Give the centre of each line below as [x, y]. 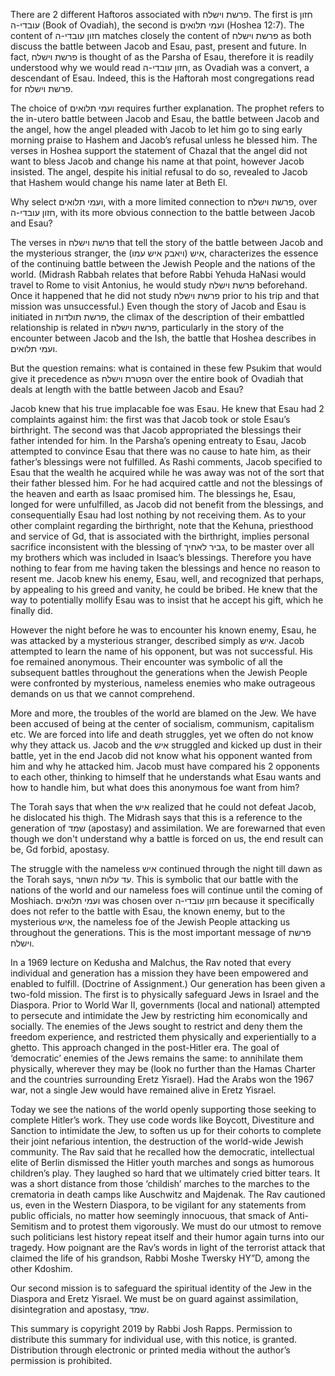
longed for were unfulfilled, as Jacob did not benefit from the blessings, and [167, 504]
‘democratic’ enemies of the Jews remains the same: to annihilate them [156, 1058]
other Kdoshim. [41, 1268]
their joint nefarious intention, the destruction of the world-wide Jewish [157, 1141]
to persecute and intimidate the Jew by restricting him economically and [159, 1015]
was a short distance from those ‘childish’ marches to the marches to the [160, 1183]
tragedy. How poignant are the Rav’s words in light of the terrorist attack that [168, 1247]
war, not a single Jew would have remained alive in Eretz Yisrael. [143, 1090]
